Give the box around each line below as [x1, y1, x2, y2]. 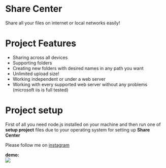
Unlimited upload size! [12, 71, 59, 77]
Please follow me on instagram [5, 142, 70, 148]
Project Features [5, 38, 77, 49]
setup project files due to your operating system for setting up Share [5, 126, 150, 132]
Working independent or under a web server [12, 76, 106, 82]
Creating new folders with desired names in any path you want [12, 65, 144, 71]
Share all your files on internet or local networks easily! [5, 20, 120, 26]
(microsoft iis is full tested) [12, 87, 69, 93]
